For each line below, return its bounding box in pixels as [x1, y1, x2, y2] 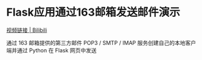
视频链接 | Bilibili [6, 26, 47, 34]
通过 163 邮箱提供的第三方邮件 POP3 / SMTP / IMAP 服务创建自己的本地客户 [6, 39, 197, 46]
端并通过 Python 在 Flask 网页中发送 [6, 46, 97, 54]
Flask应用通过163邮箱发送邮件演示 [6, 5, 181, 19]
